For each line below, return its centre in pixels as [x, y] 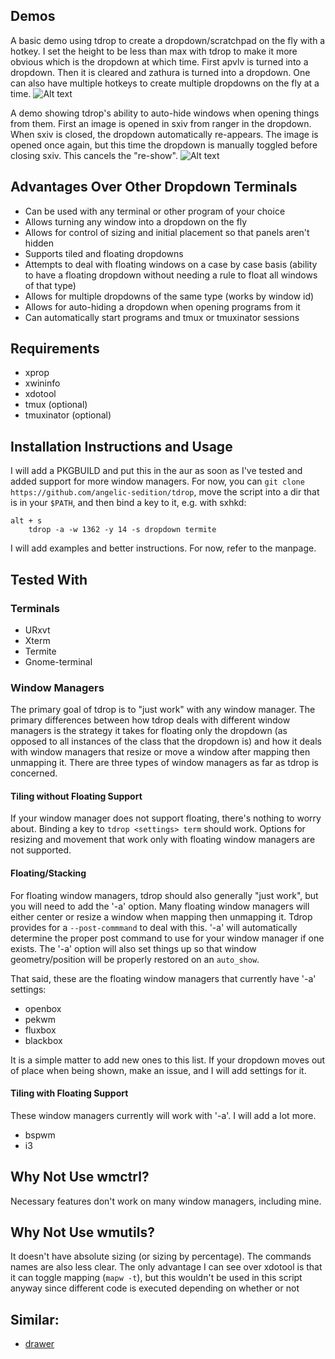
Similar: [35, 1319]
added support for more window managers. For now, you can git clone [157, 481]
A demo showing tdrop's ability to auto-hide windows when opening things [165, 113]
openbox [43, 1008]
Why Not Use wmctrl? [80, 1177]
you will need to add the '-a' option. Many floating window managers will [160, 906]
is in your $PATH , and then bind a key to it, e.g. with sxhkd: [128, 503]
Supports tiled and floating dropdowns [104, 253]
